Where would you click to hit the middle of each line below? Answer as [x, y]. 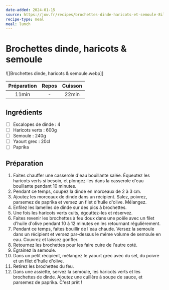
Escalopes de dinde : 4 [37, 124]
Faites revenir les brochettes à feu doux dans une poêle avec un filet [83, 218]
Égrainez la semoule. [35, 250]
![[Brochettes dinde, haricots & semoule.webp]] [55, 74]
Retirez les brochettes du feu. [43, 266]
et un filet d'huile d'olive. [38, 261]
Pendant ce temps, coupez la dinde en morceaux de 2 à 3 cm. [77, 191]
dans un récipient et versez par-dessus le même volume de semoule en [87, 234]
